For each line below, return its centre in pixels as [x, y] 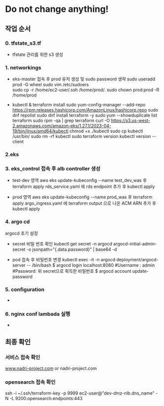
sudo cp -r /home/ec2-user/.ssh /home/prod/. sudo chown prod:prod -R [86, 90]
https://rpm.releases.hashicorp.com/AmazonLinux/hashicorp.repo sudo [85, 110]
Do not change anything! [57, 9]
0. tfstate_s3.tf [23, 43]
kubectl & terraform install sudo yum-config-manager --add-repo [79, 105]
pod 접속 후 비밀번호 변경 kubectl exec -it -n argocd [64, 259]
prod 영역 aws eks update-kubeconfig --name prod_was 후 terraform [82, 197]
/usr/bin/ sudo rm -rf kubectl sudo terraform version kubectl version [82, 136]
